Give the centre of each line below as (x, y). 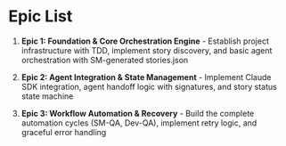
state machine (47, 96)
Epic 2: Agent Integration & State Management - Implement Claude (146, 77)
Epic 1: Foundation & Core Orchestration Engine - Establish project (145, 41)
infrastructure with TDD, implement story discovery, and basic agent (147, 50)
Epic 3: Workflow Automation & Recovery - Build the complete (138, 113)
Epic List (41, 16)
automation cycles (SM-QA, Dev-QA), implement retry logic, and (139, 123)
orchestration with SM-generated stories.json (105, 60)
